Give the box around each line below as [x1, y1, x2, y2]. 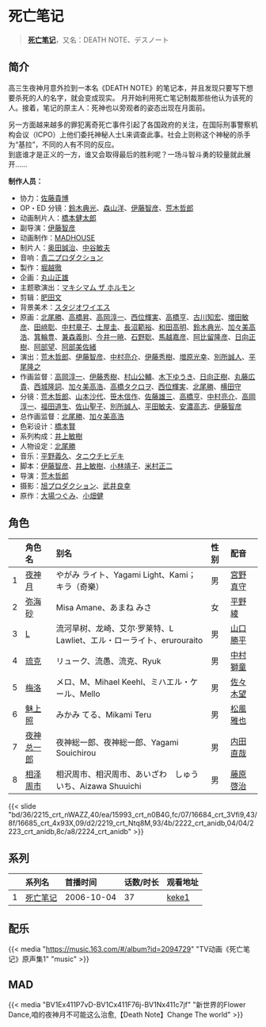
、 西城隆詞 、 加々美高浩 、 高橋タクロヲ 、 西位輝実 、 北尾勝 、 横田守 [26, 382, 241, 391]
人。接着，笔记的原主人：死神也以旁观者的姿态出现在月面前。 [8, 102, 210, 112]
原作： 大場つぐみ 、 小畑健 [19, 490, 104, 500]
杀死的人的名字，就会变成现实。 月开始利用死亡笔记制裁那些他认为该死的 [14, 93, 253, 102]
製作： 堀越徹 [19, 263, 62, 272]
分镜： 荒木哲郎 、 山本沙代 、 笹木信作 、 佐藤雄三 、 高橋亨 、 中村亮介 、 [19, 391, 242, 401]
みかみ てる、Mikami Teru [55, 709, 152, 720]
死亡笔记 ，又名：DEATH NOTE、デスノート [27, 35, 169, 44]
